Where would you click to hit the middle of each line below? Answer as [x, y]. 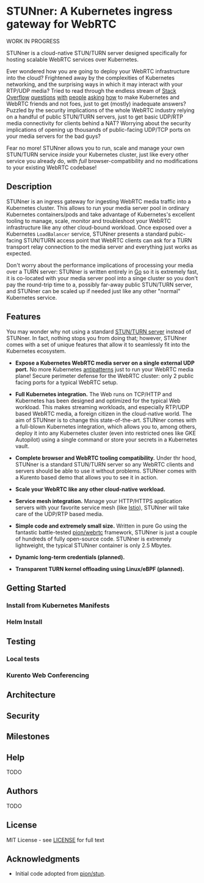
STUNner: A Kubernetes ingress [89, 11]
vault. [22, 446]
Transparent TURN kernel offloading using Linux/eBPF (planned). [100, 569]
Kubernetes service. [32, 297]
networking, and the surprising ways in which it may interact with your [95, 84]
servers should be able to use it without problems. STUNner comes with [106, 471]
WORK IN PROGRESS [33, 41]
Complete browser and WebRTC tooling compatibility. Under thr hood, [106, 458]
